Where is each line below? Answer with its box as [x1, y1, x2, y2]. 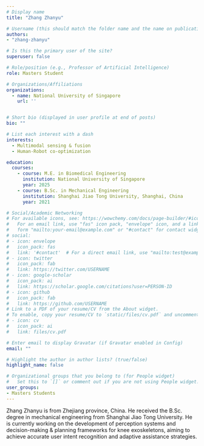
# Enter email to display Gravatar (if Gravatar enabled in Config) [6, 339, 183, 346]
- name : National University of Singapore [12, 93, 121, 99]
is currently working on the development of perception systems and [6, 420, 176, 427]
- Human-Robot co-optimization [12, 148, 91, 154]
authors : [6, 31, 29, 37]
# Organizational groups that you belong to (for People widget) [6, 373, 175, 380]
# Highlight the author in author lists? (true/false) [6, 356, 148, 363]
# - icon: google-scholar [6, 272, 72, 278]
